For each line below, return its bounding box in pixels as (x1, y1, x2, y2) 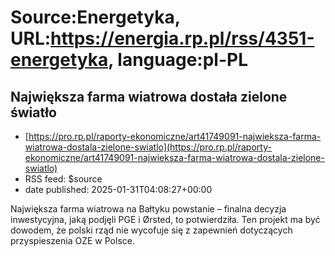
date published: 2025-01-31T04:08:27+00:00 (24, 184, 213, 195)
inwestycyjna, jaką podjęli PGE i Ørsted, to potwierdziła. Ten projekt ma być (10, 214, 321, 225)
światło (10, 104, 57, 121)
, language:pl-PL (108, 49, 248, 71)
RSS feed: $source (24, 173, 103, 185)
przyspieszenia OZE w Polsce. (10, 235, 135, 246)
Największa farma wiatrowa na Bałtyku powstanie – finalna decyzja (10, 203, 287, 215)
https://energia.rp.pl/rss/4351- (50, 27, 315, 50)
